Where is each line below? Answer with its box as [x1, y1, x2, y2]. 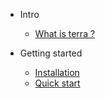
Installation [34, 67, 80, 78]
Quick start [34, 77, 81, 89]
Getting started [19, 47, 83, 59]
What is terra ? [34, 28, 96, 39]
